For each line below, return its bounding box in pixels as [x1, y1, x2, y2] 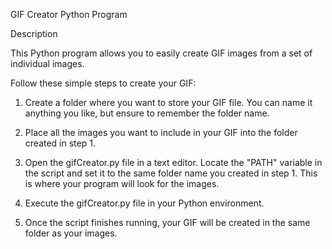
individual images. [10, 58, 85, 69]
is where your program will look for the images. [24, 178, 220, 189]
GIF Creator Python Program [10, 9, 128, 20]
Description [10, 28, 58, 39]
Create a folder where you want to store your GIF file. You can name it [24, 97, 313, 108]
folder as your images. [24, 227, 118, 239]
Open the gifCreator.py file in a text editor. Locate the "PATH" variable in [24, 157, 323, 168]
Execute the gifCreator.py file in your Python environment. [24, 197, 265, 209]
